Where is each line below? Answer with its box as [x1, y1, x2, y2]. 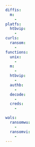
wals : [5, 115, 17, 120]
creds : [10, 102, 24, 107]
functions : [5, 50, 28, 55]
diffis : [5, 7, 22, 13]
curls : [5, 36, 19, 41]
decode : [10, 92, 26, 97]
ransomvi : [10, 129, 30, 134]
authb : [10, 82, 24, 87]
